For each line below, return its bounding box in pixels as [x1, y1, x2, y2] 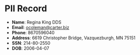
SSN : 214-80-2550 [11, 40, 50, 46]
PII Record [4, 3, 47, 14]
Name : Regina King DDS [11, 19, 62, 25]
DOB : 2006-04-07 [11, 45, 50, 51]
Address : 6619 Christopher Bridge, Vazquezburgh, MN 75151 [11, 35, 136, 41]
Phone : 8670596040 [11, 29, 55, 35]
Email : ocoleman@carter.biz [11, 24, 70, 30]
